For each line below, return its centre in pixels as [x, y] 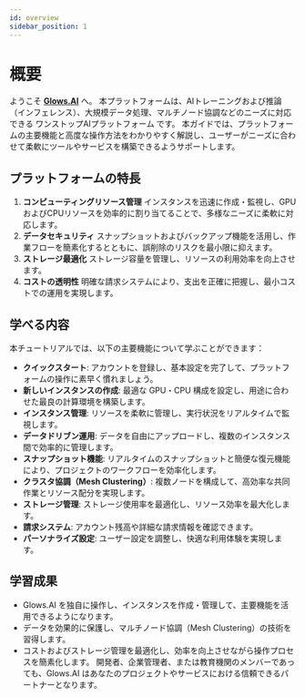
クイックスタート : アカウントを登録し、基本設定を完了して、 [136, 368]
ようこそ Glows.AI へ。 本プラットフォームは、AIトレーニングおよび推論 [146, 101]
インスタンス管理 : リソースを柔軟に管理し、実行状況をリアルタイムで [152, 413]
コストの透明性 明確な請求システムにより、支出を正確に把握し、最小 [151, 282]
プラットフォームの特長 [75, 178]
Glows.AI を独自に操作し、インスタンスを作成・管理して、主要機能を [152, 605]
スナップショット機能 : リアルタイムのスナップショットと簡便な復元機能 [157, 459]
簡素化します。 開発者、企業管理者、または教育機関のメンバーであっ [167, 662]
